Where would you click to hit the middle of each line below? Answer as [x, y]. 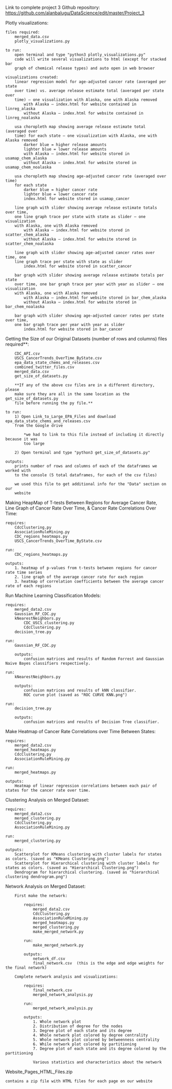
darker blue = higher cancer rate [61, 190]
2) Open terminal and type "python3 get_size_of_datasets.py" [82, 452]
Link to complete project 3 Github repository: [53, 7]
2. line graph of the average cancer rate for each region [79, 577]
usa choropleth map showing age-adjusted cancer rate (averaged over [91, 176]
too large [34, 444]
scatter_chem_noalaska [30, 244]
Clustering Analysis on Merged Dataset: [47, 800]
